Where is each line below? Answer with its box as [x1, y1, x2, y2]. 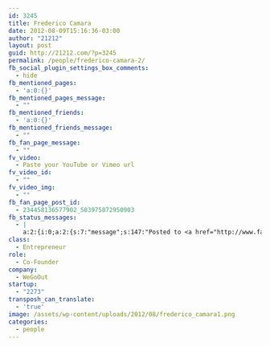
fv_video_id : [8, 169, 52, 177]
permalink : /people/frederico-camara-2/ [8, 57, 146, 65]
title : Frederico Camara [8, 19, 92, 27]
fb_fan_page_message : [8, 138, 81, 147]
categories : [8, 318, 48, 326]
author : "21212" [8, 34, 63, 43]
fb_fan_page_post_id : [8, 198, 81, 206]
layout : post [8, 42, 52, 50]
